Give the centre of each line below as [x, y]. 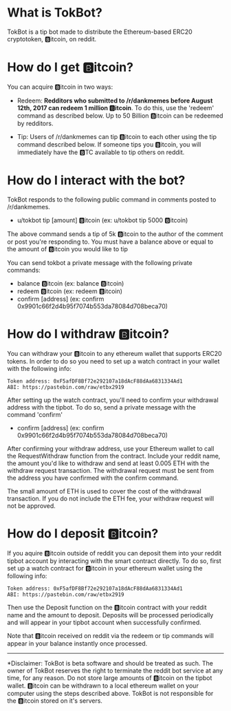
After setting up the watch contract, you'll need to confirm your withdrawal [113, 400]
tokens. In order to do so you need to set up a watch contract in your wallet [113, 361]
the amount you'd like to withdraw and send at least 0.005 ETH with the [108, 463]
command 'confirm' [35, 414]
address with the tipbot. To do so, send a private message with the [101, 407]
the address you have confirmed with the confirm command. [93, 478]
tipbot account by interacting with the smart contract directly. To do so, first [114, 561]
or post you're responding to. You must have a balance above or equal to [110, 242]
